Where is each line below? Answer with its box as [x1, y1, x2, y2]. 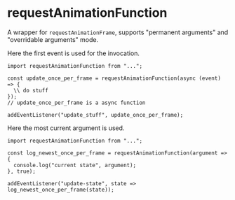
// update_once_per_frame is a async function [7, 99, 146, 106]
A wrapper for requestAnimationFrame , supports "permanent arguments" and [7, 28, 229, 36]
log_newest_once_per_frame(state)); [7, 186, 114, 193]
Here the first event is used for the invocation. [7, 49, 140, 57]
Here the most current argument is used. [7, 124, 125, 132]
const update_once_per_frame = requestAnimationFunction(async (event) [7, 75, 221, 82]
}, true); [7, 168, 36, 175]
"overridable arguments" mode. [7, 35, 99, 43]
